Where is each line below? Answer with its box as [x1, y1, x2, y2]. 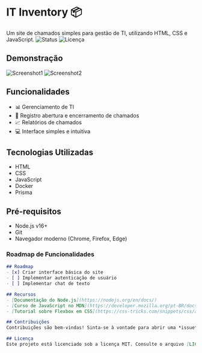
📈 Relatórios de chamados [14, 119, 82, 126]
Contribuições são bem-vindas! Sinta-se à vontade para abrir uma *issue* [6, 325, 198, 331]
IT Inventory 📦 [6, 5, 82, 19]
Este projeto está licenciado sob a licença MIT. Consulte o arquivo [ [6, 342, 189, 348]
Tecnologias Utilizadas [6, 147, 94, 157]
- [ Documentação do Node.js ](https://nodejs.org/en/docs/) [6, 297, 158, 303]
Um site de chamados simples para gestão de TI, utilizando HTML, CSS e [6, 29, 188, 37]
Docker [14, 183, 34, 190]
